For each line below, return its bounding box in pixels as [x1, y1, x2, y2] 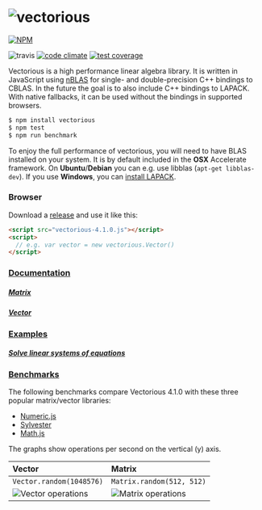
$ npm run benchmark [8, 131, 78, 139]
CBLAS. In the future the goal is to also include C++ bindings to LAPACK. [8, 83, 250, 93]
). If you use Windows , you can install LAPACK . [19, 171, 177, 181]
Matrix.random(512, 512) [111, 477, 207, 486]
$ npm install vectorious [8, 116, 95, 124]
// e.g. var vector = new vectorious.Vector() [15, 241, 175, 249]
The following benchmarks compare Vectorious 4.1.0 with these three [8, 386, 239, 396]
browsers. [8, 100, 42, 110]
